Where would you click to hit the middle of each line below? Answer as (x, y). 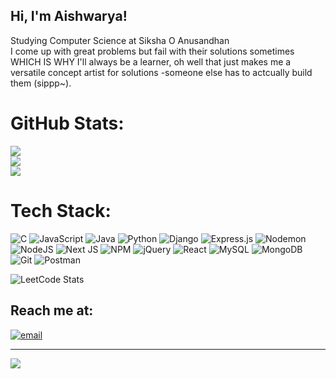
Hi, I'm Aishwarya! (69, 16)
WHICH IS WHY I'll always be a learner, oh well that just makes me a (151, 61)
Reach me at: (52, 310)
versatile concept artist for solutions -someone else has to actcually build (161, 72)
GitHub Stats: (67, 123)
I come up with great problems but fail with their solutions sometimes (152, 51)
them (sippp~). (41, 83)
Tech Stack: (61, 210)
